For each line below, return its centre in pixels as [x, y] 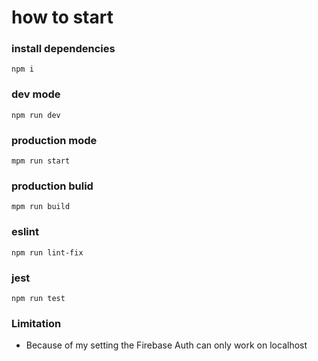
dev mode [36, 94]
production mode [54, 140]
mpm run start [41, 161]
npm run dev [36, 115]
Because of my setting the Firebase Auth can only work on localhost [166, 345]
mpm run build [41, 207]
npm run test [38, 298]
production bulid [52, 186]
